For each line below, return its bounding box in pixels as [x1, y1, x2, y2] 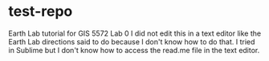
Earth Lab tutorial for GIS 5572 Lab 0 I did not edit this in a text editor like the [8, 29, 262, 38]
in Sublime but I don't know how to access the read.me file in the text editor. [8, 45, 260, 55]
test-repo [8, 2, 73, 21]
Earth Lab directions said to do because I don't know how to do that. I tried [8, 36, 255, 46]
